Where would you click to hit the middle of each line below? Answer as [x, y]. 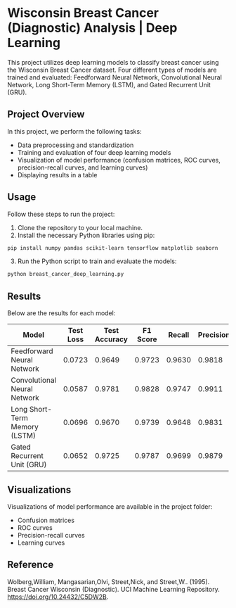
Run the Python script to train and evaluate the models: [97, 261]
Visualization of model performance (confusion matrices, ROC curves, [119, 160]
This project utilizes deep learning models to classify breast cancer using [113, 62]
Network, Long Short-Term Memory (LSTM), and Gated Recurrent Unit [109, 84]
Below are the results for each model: [61, 313]
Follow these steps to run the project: [61, 214]
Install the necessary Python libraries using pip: [86, 235]
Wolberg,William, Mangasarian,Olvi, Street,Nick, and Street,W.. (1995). [109, 581]
